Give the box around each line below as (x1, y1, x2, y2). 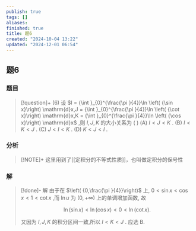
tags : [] (6, 14, 28, 20)
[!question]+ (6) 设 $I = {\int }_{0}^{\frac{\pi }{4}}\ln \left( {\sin (20, 99, 173, 106)
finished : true (6, 25, 44, 31)
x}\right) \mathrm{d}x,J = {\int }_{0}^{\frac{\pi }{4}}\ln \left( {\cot (20, 105, 180, 113)
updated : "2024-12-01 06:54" (6, 42, 78, 48)
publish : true (6, 8, 42, 15)
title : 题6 (6, 31, 33, 37)
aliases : (6, 20, 28, 25)
